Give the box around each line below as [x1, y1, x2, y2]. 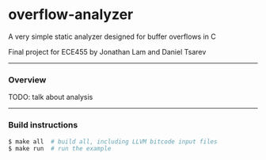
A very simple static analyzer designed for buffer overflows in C [8, 32, 216, 41]
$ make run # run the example [8, 145, 112, 153]
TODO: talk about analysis [8, 93, 93, 102]
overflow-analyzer [8, 6, 134, 24]
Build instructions [8, 120, 78, 131]
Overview [8, 74, 47, 85]
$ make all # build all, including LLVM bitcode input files [8, 137, 218, 146]
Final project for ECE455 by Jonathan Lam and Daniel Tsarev [8, 47, 207, 56]
